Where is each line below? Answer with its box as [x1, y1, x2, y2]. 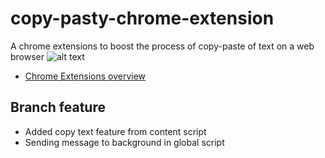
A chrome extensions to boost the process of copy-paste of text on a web [10, 40, 315, 52]
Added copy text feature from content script [24, 125, 207, 137]
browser [10, 50, 45, 62]
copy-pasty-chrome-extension [10, 7, 275, 30]
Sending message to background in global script [24, 136, 225, 148]
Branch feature [10, 99, 106, 116]
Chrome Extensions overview [24, 70, 147, 82]
